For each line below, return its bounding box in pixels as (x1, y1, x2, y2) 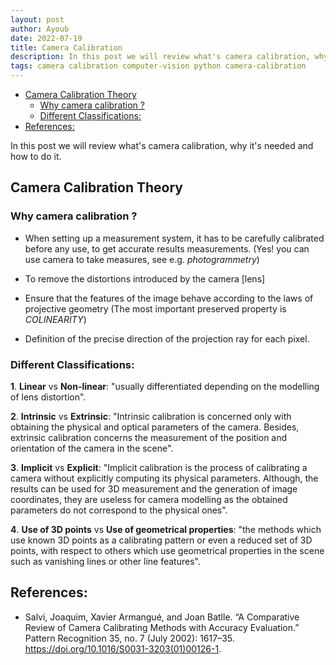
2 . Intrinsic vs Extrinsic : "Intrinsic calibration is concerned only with (10, 410, 292, 422)
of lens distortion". (10, 391, 87, 403)
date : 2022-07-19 (10, 33, 83, 43)
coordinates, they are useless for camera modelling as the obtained (10, 493, 288, 505)
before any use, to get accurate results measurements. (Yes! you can (24, 242, 310, 255)
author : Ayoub (10, 24, 70, 34)
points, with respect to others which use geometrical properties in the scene (10, 544, 325, 556)
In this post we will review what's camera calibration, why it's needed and (10, 140, 314, 151)
